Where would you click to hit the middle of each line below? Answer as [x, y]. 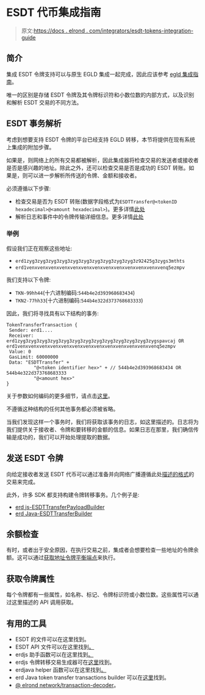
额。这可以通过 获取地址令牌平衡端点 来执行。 [63, 557]
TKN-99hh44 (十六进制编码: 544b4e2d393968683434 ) [75, 292]
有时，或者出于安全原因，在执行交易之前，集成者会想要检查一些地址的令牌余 [103, 550]
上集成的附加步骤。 [31, 147]
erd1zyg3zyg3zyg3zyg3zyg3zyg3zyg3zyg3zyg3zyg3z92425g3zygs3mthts [100, 261]
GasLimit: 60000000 [34, 357]
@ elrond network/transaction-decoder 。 [67, 685]
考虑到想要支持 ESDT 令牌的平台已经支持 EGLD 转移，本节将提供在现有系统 [101, 139]
